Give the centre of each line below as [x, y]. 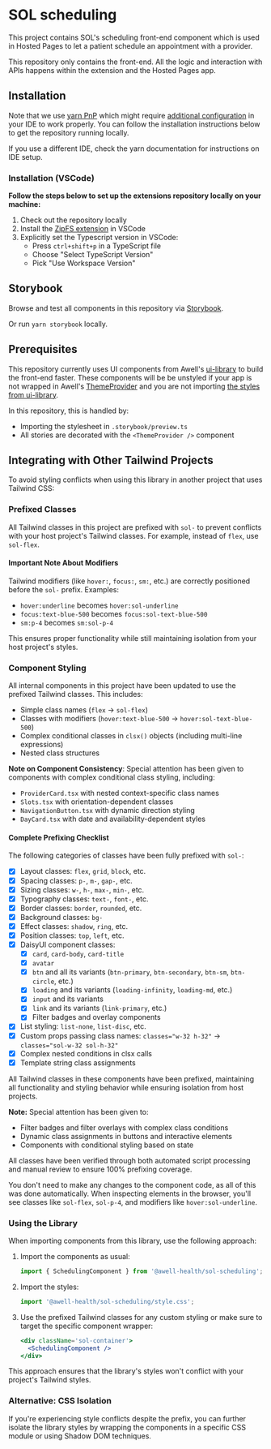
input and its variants [68, 999]
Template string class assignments [78, 1062]
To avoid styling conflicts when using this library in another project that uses [135, 479]
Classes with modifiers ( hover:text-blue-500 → [99, 719]
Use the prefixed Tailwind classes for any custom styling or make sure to [141, 1317]
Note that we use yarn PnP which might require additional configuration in [131, 115]
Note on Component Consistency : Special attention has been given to [126, 769]
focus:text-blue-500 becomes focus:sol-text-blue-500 [114, 613]
